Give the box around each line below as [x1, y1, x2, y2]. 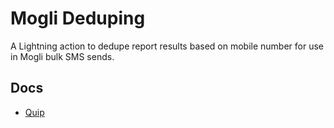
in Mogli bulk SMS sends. [10, 50, 115, 62]
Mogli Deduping [10, 7, 146, 30]
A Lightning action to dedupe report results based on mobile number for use [10, 40, 324, 52]
